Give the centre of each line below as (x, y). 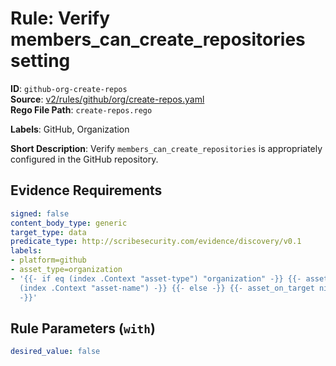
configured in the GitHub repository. (84, 159)
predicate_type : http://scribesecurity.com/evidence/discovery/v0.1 (156, 242)
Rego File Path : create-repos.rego (81, 109)
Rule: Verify (60, 18)
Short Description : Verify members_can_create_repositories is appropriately (166, 148)
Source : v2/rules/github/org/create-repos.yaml (107, 99)
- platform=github (48, 260)
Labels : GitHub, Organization (70, 129)
